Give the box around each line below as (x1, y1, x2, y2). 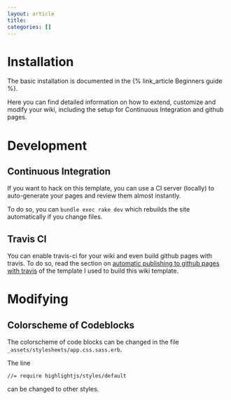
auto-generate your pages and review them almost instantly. (7, 191, 181, 200)
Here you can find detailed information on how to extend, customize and (7, 98, 216, 106)
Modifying (7, 291, 69, 307)
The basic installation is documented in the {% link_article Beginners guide (7, 77, 223, 85)
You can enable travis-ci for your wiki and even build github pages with (7, 252, 212, 260)
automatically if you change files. (7, 212, 103, 221)
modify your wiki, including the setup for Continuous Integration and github (7, 105, 224, 114)
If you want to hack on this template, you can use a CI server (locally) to (7, 184, 215, 193)
